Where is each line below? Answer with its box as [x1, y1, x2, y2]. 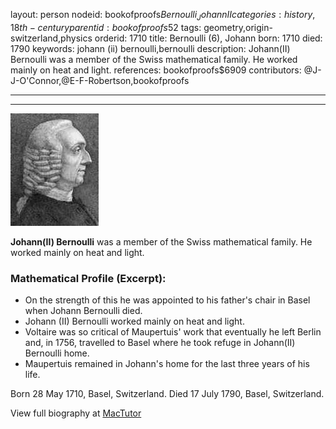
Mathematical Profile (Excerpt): [10, 271, 167, 285]
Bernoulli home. [24, 347, 90, 359]
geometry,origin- [203, 21, 273, 33]
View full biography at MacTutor [10, 407, 142, 419]
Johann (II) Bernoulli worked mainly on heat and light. [24, 315, 245, 328]
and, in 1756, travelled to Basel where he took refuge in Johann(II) [24, 337, 296, 349]
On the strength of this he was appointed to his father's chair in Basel [24, 294, 311, 306]
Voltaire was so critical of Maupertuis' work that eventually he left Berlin [24, 326, 322, 338]
